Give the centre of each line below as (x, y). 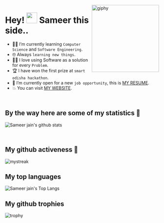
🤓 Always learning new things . (44, 54)
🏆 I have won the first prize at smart (49, 70)
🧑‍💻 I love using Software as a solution (50, 60)
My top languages (33, 176)
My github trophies (35, 204)
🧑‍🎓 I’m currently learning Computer (46, 44)
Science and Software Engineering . (47, 49)
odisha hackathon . (30, 78)
